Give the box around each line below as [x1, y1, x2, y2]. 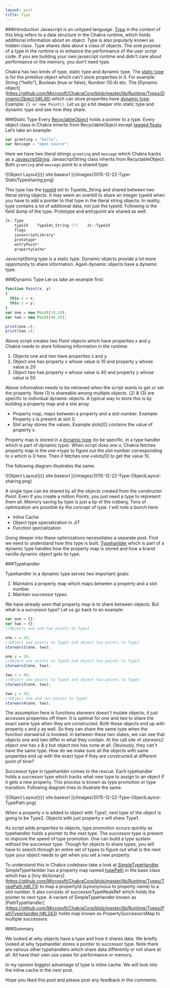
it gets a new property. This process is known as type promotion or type [5, 779, 156, 785]
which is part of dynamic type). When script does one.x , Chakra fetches [5, 442, 156, 448]
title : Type [5, 12, 30, 17]
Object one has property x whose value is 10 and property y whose [12, 358, 153, 364]
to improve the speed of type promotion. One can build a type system [5, 836, 151, 842]
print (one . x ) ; [5, 324, 36, 329]
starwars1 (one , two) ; [5, 644, 51, 650]
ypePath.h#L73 [5, 884, 37, 890]
